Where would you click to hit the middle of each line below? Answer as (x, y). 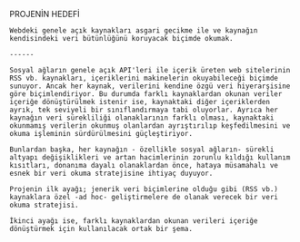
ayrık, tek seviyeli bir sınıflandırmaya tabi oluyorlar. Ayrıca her (144, 110)
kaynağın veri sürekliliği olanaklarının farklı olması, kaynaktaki (142, 118)
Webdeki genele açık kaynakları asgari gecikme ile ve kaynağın (134, 31)
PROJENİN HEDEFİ (45, 14)
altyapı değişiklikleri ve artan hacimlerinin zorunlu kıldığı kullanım (150, 158)
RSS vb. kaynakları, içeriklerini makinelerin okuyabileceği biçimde (144, 78)
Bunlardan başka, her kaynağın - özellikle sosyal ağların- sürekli (142, 150)
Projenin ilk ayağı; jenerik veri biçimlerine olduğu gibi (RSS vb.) (144, 189)
